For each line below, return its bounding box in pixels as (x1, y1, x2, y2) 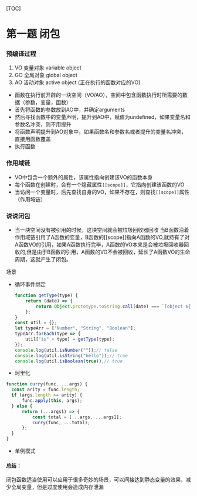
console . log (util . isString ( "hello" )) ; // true (14, 352, 128, 358)
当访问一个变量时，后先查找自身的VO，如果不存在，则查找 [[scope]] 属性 (14, 188, 190, 195)
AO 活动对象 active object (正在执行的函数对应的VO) (14, 79, 141, 86)
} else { (11, 403, 33, 409)
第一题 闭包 (6, 28, 60, 41)
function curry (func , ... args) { (6, 381, 88, 387)
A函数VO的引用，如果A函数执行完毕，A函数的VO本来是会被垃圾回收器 (14, 241, 184, 248)
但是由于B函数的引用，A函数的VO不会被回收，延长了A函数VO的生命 (26, 248, 191, 255)
